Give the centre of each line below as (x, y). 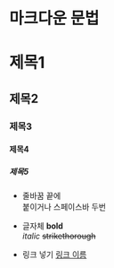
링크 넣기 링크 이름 (54, 255)
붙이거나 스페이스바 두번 (64, 207)
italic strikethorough (59, 236)
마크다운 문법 (54, 18)
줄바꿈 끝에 (41, 196)
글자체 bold (43, 226)
